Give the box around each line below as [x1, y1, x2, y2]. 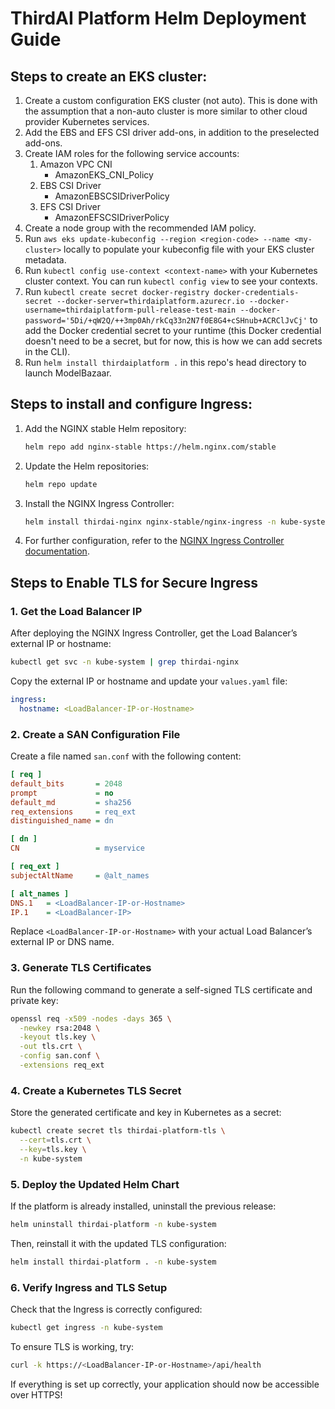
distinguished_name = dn [10, 816, 114, 826]
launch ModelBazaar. [24, 367, 112, 379]
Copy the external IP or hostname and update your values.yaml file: [10, 675, 288, 687]
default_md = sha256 [10, 797, 132, 807]
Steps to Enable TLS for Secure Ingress [10, 574, 258, 591]
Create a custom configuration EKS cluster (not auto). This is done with [24, 95, 318, 106]
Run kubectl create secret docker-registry [24, 286, 210, 297]
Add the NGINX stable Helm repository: [24, 422, 187, 434]
